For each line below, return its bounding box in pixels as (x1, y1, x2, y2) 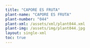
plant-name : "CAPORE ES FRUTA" (5, 12, 72, 17)
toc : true (5, 35, 26, 40)
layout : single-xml (5, 30, 47, 35)
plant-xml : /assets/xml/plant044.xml (5, 21, 85, 26)
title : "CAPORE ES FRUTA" (5, 7, 60, 12)
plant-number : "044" (5, 16, 49, 21)
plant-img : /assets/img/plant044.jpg (5, 26, 85, 31)
